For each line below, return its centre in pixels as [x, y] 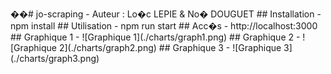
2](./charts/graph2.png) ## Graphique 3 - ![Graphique [170, 47]
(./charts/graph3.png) [55, 58]
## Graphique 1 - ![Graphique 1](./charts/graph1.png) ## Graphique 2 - [155, 37]
